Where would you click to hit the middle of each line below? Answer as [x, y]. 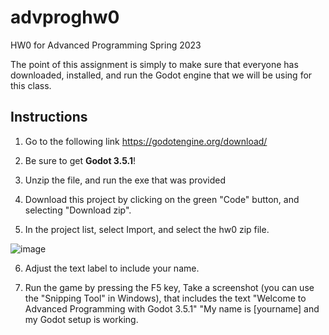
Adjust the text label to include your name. [112, 268]
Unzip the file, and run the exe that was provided [125, 180]
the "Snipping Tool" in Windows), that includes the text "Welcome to [165, 298]
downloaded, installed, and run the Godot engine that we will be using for [161, 75]
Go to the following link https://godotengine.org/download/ [146, 141]
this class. [31, 85]
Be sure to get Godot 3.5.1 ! [80, 160]
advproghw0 [65, 17]
